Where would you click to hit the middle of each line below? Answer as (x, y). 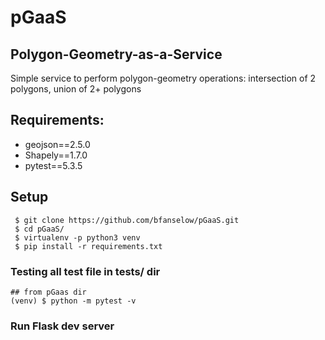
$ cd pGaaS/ (39, 229)
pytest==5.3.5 (53, 165)
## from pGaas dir (48, 292)
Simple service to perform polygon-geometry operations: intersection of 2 (163, 78)
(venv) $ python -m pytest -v (73, 301)
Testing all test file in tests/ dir (85, 271)
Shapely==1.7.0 (56, 155)
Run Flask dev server (62, 326)
